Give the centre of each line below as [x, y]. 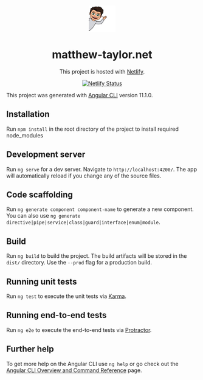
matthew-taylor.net [102, 55]
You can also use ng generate [43, 216]
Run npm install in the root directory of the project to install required [93, 129]
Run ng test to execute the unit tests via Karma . [66, 296]
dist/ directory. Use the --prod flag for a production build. [79, 263]
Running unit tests [42, 282]
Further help [30, 349]
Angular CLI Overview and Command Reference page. [74, 370]
